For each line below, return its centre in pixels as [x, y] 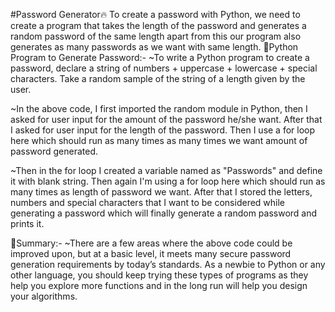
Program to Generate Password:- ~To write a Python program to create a [160, 57]
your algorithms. [44, 296]
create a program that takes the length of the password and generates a [158, 25]
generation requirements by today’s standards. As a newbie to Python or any [168, 264]
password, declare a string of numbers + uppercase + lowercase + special [164, 68]
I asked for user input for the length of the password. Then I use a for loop [163, 130]
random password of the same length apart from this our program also [156, 36]
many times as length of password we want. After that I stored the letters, [161, 192]
